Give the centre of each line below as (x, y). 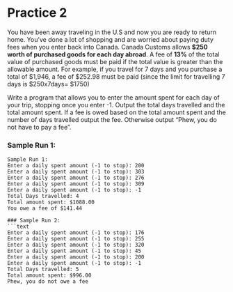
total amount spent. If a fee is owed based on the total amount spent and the (116, 112)
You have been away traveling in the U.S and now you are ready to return (112, 32)
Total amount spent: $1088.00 (51, 202)
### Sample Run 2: (34, 221)
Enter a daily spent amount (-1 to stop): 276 (76, 178)
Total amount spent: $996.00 (49, 276)
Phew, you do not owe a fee (48, 282)
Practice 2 (37, 13)
